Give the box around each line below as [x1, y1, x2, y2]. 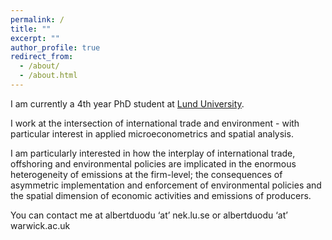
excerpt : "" [10, 33, 60, 43]
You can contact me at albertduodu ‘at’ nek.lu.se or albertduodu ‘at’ [10, 209, 288, 221]
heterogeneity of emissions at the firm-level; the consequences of [10, 168, 283, 180]
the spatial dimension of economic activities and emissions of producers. [10, 189, 312, 201]
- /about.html [19, 71, 78, 81]
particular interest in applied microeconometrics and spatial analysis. [10, 127, 294, 140]
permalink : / [10, 14, 65, 25]
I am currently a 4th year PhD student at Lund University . [10, 97, 245, 110]
